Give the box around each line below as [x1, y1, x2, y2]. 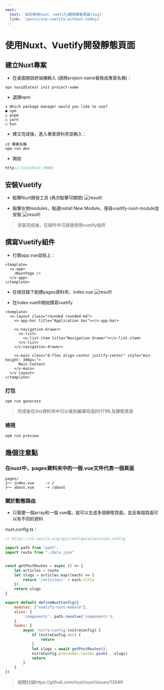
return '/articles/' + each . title [23, 577, 94, 582]
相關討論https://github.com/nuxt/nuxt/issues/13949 [17, 679, 123, 685]
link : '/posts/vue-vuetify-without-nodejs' [9, 16, 101, 21]
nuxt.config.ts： [5, 526, 38, 533]
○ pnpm [5, 113, 19, 118]
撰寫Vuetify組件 [5, 238, 55, 246]
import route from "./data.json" [5, 550, 75, 555]
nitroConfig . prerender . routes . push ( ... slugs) [31, 651, 128, 656]
